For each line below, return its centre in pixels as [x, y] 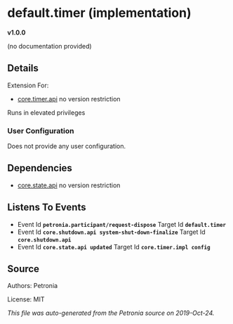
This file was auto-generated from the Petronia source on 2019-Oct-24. [111, 313]
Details [23, 68]
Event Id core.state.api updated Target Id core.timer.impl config [114, 247]
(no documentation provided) [50, 46]
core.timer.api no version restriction [69, 99]
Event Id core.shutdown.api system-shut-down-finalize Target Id [111, 232]
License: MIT [26, 299]
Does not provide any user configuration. [67, 147]
